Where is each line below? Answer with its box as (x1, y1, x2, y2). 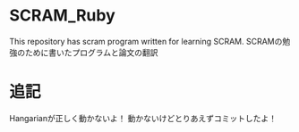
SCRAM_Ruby (9, 5, 116, 26)
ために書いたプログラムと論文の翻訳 (24, 46, 158, 58)
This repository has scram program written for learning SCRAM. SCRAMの (9, 36, 283, 46)
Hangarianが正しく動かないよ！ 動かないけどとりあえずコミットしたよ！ (9, 112, 278, 123)
